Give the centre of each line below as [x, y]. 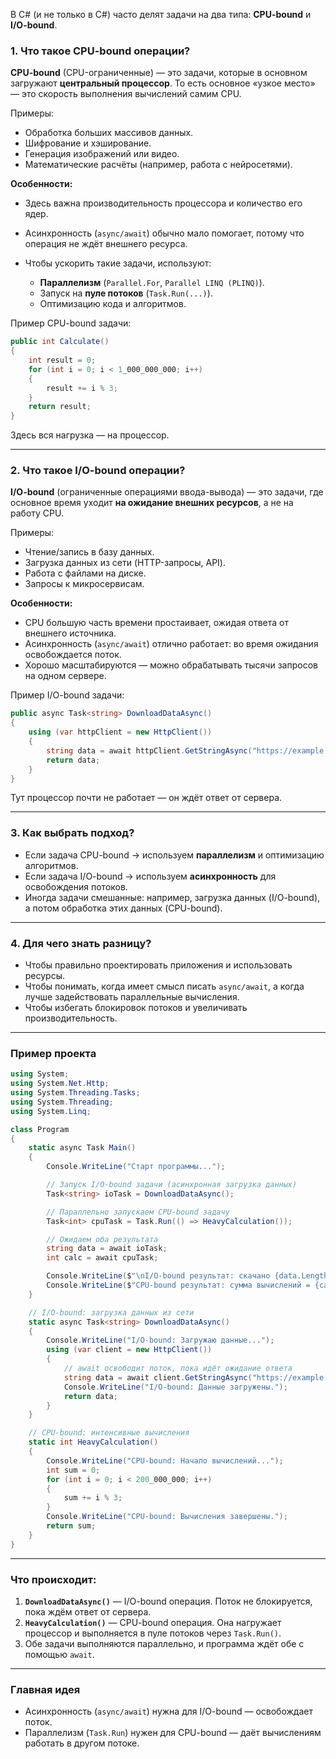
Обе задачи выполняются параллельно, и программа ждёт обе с [164, 1644]
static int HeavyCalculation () [93, 1442]
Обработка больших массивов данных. [109, 133]
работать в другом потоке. [82, 1743]
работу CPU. [37, 513]
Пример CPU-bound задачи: [71, 323]
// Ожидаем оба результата [102, 1239]
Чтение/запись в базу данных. [89, 552]
